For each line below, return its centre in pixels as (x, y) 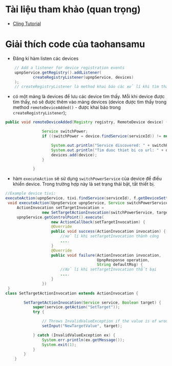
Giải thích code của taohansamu (75, 44)
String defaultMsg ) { (120, 265)
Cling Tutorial (27, 24)
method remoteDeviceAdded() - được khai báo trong (67, 107)
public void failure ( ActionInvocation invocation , (106, 255)
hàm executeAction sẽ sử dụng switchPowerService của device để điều (87, 179)
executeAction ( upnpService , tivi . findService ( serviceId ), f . (72, 198)
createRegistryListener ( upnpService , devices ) (83, 77)
